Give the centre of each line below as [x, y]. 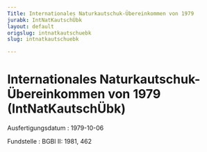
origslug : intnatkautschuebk [49, 33]
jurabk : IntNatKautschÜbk [44, 20]
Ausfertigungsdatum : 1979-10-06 [56, 128]
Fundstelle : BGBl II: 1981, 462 [50, 142]
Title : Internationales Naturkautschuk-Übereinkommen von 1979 [101, 13]
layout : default [31, 26]
